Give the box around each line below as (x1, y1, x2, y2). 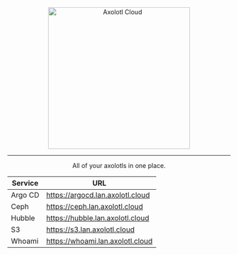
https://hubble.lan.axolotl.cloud (45, 213, 150, 222)
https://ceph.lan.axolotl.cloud (45, 202, 144, 211)
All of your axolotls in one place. (72, 161, 166, 169)
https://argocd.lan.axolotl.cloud (45, 191, 150, 200)
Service (11, 178, 39, 188)
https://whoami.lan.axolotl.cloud (45, 237, 153, 246)
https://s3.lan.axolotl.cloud (45, 225, 135, 234)
